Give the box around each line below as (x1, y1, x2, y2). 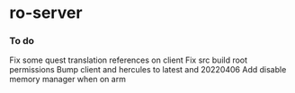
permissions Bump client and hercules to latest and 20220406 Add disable (9, 64, 287, 75)
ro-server (9, 3, 83, 23)
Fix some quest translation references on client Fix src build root (9, 55, 248, 65)
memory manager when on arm (9, 74, 126, 85)
